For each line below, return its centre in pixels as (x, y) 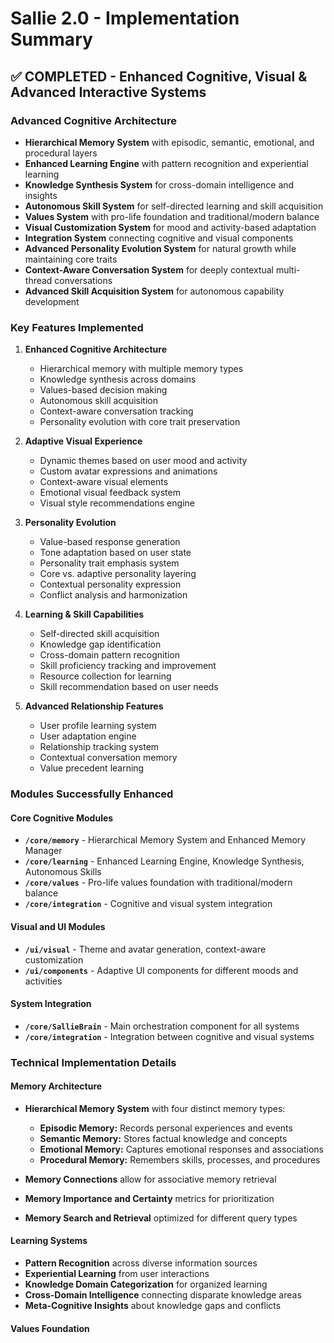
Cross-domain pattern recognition (110, 655)
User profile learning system (98, 726)
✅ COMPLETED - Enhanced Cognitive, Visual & (159, 76)
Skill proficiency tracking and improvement (128, 666)
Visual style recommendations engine (117, 503)
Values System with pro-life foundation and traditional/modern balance (172, 216)
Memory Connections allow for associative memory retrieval (150, 1179)
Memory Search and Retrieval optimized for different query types (161, 1218)
